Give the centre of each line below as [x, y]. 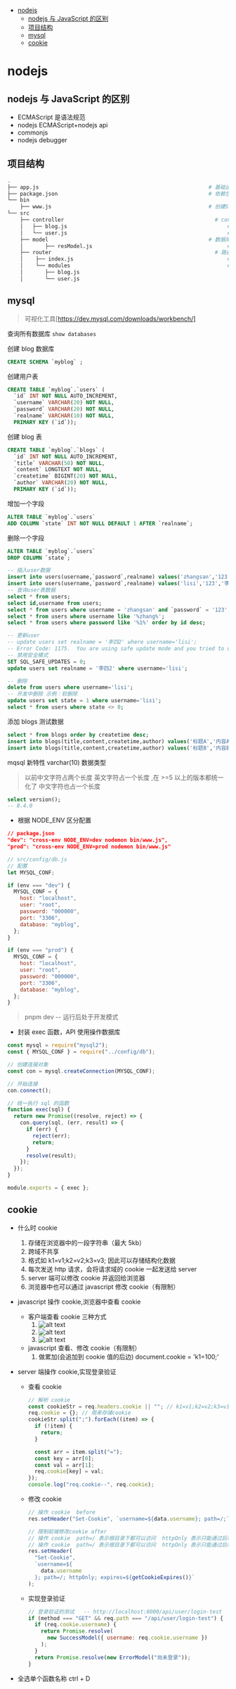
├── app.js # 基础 [117, 187]
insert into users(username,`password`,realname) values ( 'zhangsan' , [111, 577]
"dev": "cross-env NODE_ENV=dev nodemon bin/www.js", [88, 840]
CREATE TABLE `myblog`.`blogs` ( [56, 450]
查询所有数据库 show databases [52, 333]
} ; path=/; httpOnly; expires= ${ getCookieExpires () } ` [114, 1577]
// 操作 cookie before [62, 1513]
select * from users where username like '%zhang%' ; [86, 616]
